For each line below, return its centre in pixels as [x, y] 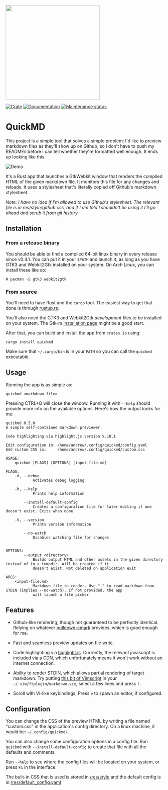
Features [20, 610]
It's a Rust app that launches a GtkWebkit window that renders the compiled [84, 176]
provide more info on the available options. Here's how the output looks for [83, 408]
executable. [18, 357]
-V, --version [29, 520]
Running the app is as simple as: [39, 385]
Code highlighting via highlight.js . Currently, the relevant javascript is [84, 652]
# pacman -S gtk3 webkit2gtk [36, 279]
